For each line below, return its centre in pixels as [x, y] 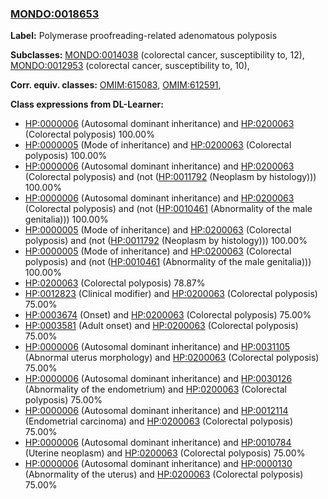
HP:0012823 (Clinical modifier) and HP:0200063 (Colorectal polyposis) [171, 294]
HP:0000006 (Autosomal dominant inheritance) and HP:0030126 [158, 379]
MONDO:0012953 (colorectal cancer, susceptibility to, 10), [130, 66]
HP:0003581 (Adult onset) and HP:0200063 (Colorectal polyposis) [161, 326]
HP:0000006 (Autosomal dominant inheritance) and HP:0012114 [156, 411]
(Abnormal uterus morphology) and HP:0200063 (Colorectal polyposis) [172, 358]
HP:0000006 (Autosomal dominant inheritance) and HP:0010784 [158, 443]
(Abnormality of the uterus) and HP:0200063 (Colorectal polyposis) [164, 474]
